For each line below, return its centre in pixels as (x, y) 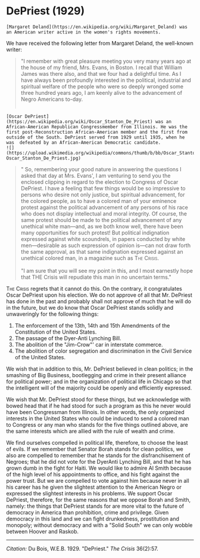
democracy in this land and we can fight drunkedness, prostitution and (93, 519)
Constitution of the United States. (56, 332)
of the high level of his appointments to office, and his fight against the (93, 474)
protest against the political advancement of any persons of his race (104, 207)
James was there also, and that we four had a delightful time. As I (101, 73)
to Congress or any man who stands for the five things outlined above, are (97, 424)
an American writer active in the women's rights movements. (84, 32)
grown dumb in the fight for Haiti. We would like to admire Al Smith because (99, 468)
